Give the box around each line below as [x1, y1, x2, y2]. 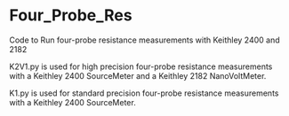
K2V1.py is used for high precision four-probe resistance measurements [9, 61, 273, 72]
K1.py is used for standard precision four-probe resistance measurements [9, 88, 279, 98]
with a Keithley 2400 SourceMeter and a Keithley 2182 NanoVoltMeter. [9, 70, 267, 81]
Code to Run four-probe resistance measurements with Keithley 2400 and [9, 35, 280, 45]
